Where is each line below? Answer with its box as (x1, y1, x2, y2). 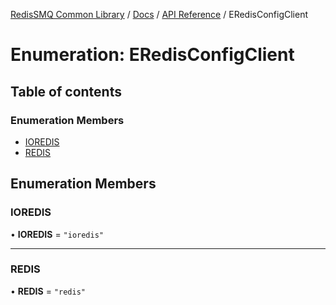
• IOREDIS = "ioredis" (10, 228, 105, 240)
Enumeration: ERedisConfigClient (10, 44, 295, 66)
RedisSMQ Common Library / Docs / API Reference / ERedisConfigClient (10, 9, 309, 20)
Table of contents (10, 83, 122, 100)
